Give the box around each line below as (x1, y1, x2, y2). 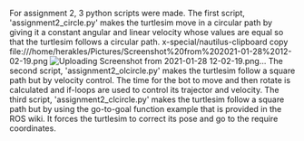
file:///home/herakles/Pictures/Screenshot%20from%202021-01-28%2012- (9, 46, 292, 57)
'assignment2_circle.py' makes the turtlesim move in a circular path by (9, 17, 273, 28)
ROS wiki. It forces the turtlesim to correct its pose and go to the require (9, 113, 279, 124)
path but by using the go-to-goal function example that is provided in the (9, 104, 282, 114)
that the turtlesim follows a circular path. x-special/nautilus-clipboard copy (9, 36, 289, 47)
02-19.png (9, 56, 48, 66)
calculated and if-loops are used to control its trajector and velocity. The (9, 85, 279, 95)
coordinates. (9, 123, 56, 134)
